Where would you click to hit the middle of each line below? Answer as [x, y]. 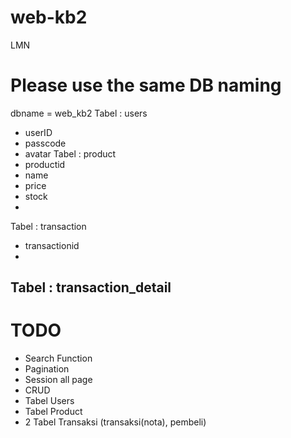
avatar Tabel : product [70, 153]
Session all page [58, 380]
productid [45, 164]
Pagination [47, 369]
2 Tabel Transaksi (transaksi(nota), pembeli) [115, 422]
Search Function [58, 358]
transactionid [52, 245]
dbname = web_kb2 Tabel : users [79, 113]
